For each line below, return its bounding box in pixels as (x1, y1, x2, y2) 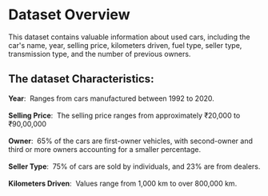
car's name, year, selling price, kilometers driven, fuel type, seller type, (8, 40, 242, 50)
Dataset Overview (8, 6, 130, 24)
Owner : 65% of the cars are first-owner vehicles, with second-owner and (8, 136, 254, 146)
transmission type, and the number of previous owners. (8, 49, 191, 58)
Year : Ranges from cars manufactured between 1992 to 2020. (8, 94, 214, 103)
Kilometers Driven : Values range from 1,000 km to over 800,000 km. (8, 178, 238, 188)
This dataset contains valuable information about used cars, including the (8, 32, 250, 42)
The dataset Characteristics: (8, 72, 154, 86)
